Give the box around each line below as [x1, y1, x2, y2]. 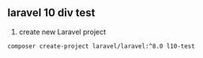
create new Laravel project [18, 27, 107, 36]
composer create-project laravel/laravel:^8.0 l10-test [7, 42, 195, 50]
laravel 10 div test [7, 6, 96, 20]
